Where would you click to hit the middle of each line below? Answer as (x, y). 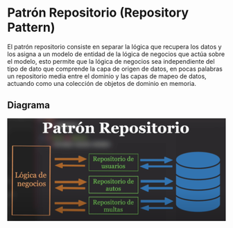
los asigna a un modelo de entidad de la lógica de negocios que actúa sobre (116, 54)
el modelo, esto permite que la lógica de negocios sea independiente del (111, 61)
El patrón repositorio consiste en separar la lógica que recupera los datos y (114, 46)
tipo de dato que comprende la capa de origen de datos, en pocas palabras (115, 69)
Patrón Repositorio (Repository (98, 13)
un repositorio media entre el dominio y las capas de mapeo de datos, (107, 76)
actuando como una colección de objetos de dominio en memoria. (102, 83)
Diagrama (29, 105)
